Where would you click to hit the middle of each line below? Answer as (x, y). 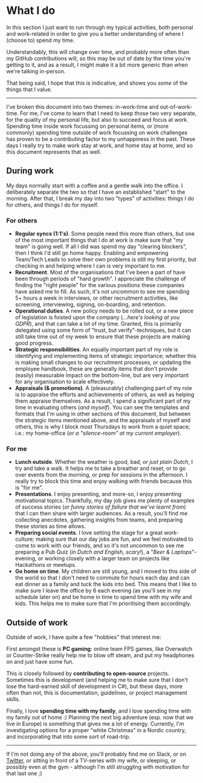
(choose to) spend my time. (40, 40)
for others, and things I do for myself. (52, 205)
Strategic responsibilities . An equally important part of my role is (96, 349)
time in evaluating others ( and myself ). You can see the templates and (102, 408)
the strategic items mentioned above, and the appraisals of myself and (103, 420)
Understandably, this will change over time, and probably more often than (98, 51)
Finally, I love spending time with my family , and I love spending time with (99, 711)
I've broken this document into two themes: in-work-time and (82, 107)
